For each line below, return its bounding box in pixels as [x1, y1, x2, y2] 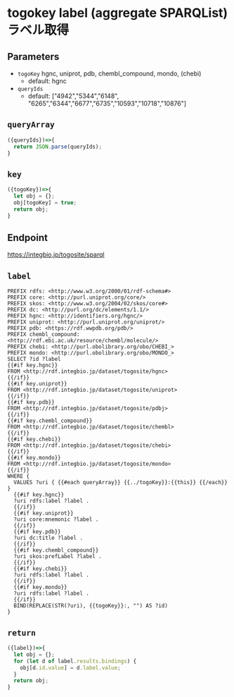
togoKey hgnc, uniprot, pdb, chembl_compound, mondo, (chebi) [17, 69, 202, 78]
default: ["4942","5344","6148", [27, 92, 119, 100]
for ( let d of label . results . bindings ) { [13, 658, 137, 665]
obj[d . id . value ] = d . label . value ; [20, 664, 121, 671]
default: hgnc [27, 77, 67, 85]
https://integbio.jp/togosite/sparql [7, 250, 105, 259]
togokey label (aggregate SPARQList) [7, 5, 228, 21]
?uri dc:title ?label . [13, 534, 83, 542]
